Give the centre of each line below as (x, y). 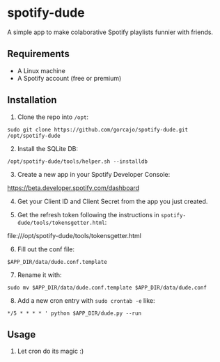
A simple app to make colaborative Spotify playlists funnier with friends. (110, 32)
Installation (32, 100)
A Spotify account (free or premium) (69, 78)
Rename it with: (39, 275)
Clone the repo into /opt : (53, 117)
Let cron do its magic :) (50, 351)
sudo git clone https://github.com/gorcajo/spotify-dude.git (98, 129)
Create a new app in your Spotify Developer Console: (94, 174)
